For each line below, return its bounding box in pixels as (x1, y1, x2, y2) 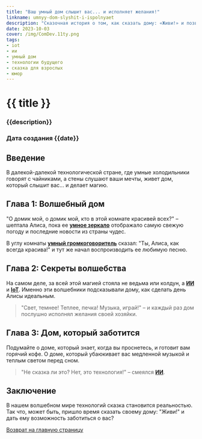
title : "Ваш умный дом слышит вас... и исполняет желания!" (6, 8, 161, 15)
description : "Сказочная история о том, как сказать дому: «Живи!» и (6, 20, 185, 26)
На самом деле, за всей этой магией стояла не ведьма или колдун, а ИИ (6, 279, 194, 286)
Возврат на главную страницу (6, 426, 84, 434)
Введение (6, 153, 46, 163)
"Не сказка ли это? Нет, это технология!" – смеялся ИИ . (20, 368, 165, 376)
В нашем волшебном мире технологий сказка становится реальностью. (6, 402, 193, 409)
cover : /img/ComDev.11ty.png (6, 31, 79, 37)
